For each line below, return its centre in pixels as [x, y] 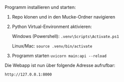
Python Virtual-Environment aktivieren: [52, 26]
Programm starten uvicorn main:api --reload [59, 55]
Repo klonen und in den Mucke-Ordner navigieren [63, 17]
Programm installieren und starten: [40, 7]
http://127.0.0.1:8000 [28, 74]
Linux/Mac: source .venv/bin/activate [52, 46]
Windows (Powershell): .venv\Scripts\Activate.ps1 [65, 36]
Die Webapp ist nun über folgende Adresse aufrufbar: [60, 65]
